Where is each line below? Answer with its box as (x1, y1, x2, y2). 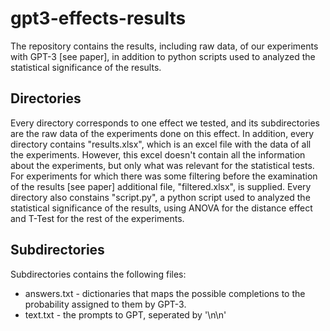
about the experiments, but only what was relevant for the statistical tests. (10, 159, 315, 171)
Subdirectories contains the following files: (10, 268, 187, 280)
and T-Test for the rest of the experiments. (10, 212, 185, 224)
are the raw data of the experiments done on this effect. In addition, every (10, 127, 315, 139)
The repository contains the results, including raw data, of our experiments (10, 40, 319, 52)
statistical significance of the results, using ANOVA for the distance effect (10, 202, 313, 214)
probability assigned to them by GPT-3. (24, 298, 187, 310)
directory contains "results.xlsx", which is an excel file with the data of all (10, 138, 312, 150)
